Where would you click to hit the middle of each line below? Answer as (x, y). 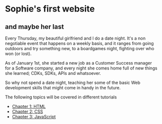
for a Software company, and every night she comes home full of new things (81, 68)
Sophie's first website (50, 9)
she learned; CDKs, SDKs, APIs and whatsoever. (53, 73)
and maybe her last (35, 27)
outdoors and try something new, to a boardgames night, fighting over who (80, 48)
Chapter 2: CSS (28, 111)
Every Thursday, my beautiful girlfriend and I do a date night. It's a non (75, 38)
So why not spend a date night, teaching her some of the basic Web (73, 83)
